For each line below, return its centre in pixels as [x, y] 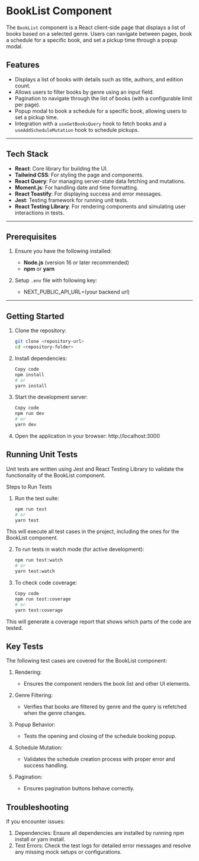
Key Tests [25, 646]
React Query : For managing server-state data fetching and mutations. [100, 181]
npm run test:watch [39, 560]
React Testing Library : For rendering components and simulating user [100, 206]
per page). [28, 105]
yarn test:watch [35, 572]
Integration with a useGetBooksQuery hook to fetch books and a [91, 124]
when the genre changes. [55, 713]
